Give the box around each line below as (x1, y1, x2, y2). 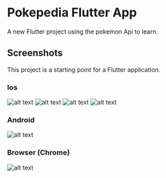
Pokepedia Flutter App (7, 5, 137, 21)
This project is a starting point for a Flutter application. (7, 65, 161, 73)
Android (7, 115, 35, 125)
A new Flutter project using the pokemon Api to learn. (7, 27, 158, 36)
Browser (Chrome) (7, 148, 70, 157)
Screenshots (7, 47, 63, 59)
